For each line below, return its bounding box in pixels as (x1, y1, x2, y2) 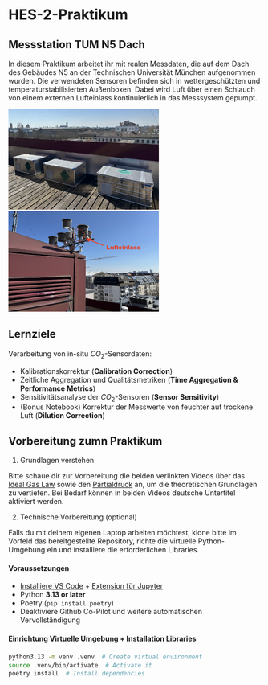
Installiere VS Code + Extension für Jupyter (19, 581, 164, 591)
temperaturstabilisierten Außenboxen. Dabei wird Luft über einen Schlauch (8, 84, 255, 94)
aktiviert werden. (8, 497, 64, 507)
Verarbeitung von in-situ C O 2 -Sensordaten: (8, 348, 152, 360)
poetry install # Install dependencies (8, 670, 146, 678)
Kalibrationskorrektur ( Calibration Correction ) (19, 366, 173, 375)
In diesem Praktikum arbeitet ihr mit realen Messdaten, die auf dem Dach (8, 59, 250, 68)
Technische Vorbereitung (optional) (19, 512, 138, 522)
